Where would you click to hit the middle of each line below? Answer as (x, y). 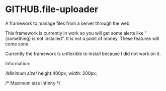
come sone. (18, 43)
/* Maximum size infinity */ (33, 83)
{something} (18, 38)
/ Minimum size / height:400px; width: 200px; (51, 73)
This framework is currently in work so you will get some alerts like (74, 33)
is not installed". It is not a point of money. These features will (96, 38)
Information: (18, 63)
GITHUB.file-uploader (52, 9)
